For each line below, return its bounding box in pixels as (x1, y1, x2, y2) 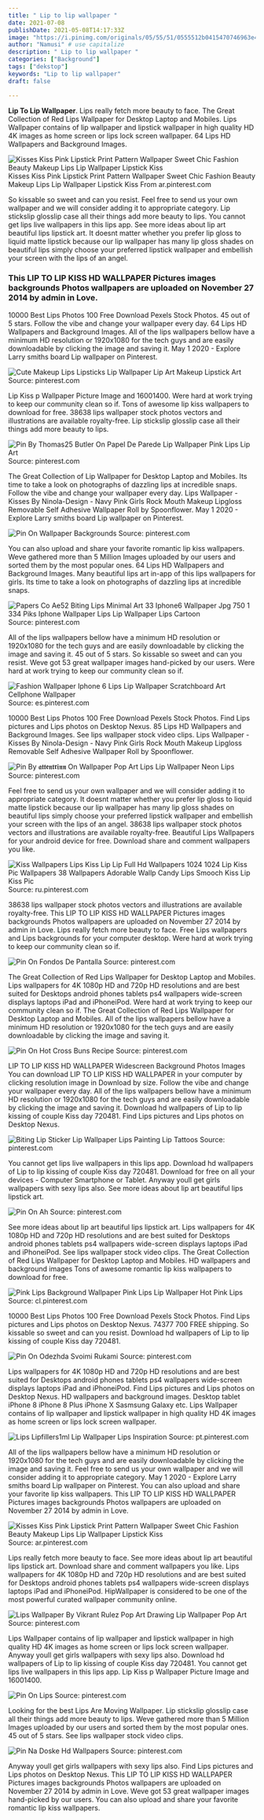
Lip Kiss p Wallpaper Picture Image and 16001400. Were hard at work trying (8, 391, 253, 400)
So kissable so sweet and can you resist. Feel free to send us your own (8, 194, 238, 204)
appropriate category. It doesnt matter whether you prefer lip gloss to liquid (8, 794, 252, 803)
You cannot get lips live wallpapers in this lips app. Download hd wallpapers (8, 1158, 254, 1167)
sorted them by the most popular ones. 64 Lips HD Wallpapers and (8, 560, 225, 570)
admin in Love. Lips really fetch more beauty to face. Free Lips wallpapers (8, 925, 247, 934)
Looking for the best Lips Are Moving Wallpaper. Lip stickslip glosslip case (8, 1705, 249, 1715)
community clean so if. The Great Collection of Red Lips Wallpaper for (8, 1006, 234, 1015)
